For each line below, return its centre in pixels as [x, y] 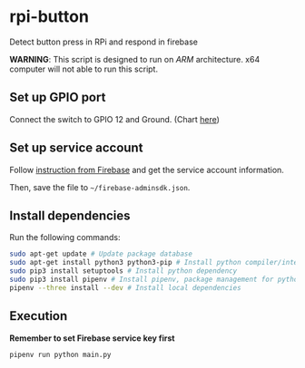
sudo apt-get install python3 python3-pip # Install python [126, 263]
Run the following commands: [65, 237]
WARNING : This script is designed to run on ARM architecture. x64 [135, 59]
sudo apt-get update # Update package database [101, 254]
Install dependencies [70, 215]
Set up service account [76, 148]
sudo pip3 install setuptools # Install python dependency [123, 271]
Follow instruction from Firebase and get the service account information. [147, 169]
